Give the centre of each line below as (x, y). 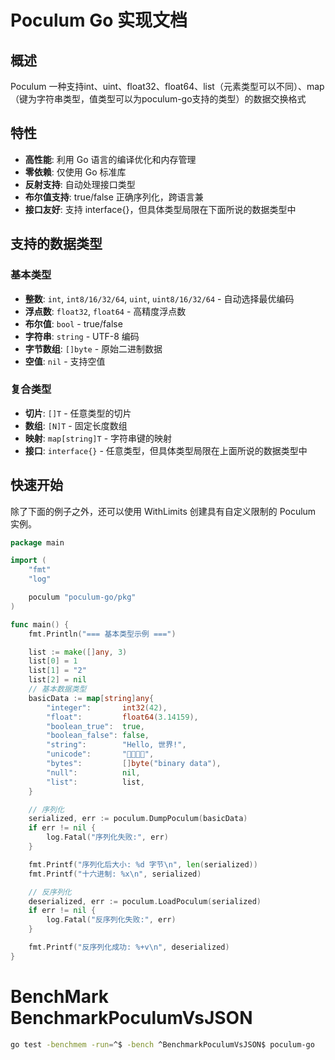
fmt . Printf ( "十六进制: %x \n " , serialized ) (115, 874)
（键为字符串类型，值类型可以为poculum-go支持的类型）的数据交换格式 (158, 99)
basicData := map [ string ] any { (91, 698)
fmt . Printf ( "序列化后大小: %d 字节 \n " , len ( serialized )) (143, 864)
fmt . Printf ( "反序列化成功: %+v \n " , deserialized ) (129, 947)
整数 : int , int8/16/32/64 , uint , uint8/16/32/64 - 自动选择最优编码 (159, 298)
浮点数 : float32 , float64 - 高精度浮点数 (105, 311)
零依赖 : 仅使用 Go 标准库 (75, 172)
